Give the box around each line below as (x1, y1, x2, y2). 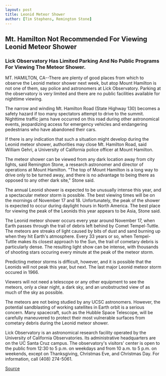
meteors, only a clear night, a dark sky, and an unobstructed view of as (5, 284, 150, 290)
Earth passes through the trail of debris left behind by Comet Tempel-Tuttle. (5, 223, 160, 229)
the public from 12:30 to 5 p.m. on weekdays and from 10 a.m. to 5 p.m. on (5, 345, 157, 352)
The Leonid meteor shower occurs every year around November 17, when (5, 217, 155, 223)
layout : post (5, 7, 32, 12)
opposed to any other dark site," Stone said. (5, 177, 95, 183)
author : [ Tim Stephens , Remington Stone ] (5, 16, 92, 21)
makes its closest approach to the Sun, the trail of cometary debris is (17, 239, 159, 245)
